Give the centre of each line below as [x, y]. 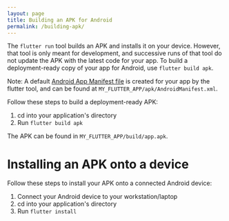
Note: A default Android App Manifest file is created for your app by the [109, 81]
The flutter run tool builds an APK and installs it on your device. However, [114, 46]
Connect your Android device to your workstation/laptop [97, 197]
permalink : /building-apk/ [46, 26]
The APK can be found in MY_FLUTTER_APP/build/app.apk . [88, 136]
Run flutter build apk [50, 123]
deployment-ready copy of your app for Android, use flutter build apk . [110, 68]
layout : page [26, 13]
